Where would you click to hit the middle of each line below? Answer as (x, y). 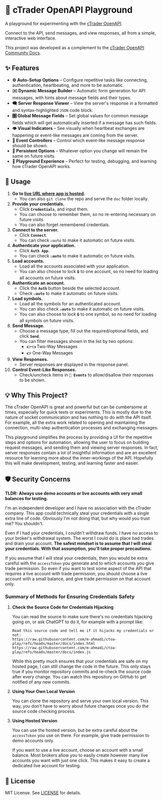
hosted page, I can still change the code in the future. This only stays (81, 667)
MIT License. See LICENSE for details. (43, 793)
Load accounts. (28, 261)
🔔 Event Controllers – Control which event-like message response (78, 140)
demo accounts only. (33, 741)
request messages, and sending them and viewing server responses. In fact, (82, 448)
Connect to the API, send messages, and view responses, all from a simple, (81, 33)
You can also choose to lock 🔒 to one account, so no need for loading (89, 271)
